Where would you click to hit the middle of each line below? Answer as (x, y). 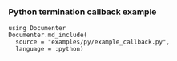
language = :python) (50, 49)
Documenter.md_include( (48, 35)
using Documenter (37, 29)
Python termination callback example (82, 12)
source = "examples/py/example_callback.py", (93, 42)
